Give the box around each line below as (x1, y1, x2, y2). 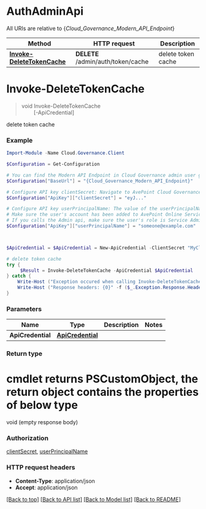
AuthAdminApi (6, 4, 84, 18)
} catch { (6, 273, 32, 279)
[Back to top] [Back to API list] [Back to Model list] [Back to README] (6, 495, 181, 503)
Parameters (6, 304, 42, 313)
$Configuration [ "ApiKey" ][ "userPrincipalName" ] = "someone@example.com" (6, 223, 196, 229)
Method (28, 39, 51, 47)
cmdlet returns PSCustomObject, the (6, 372, 199, 386)
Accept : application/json (15, 484, 78, 491)
